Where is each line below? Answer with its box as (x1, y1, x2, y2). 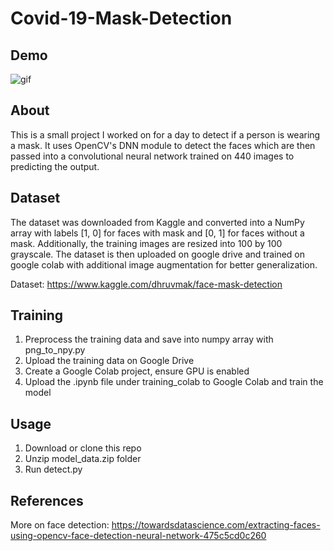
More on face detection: (10, 519, 110, 531)
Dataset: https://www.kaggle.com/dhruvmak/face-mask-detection (10, 278, 283, 290)
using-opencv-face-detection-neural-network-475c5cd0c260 (10, 530, 267, 542)
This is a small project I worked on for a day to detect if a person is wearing (10, 128, 321, 141)
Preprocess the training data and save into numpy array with (24, 333, 274, 346)
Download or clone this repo (24, 442, 142, 454)
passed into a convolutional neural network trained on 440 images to (10, 150, 295, 162)
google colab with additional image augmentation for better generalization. (10, 258, 318, 271)
